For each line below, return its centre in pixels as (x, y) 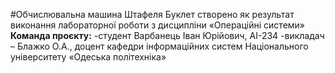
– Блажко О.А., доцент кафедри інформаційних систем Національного (159, 46)
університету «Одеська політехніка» (88, 57)
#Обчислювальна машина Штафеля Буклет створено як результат (152, 14)
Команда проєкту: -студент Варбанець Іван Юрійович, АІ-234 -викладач (167, 35)
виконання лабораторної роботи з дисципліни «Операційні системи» (158, 25)
